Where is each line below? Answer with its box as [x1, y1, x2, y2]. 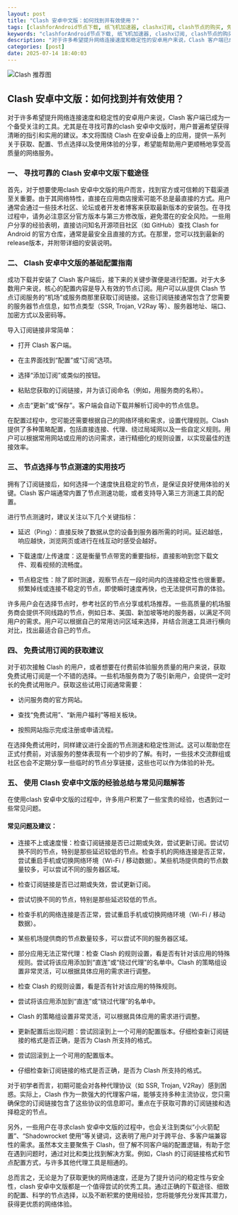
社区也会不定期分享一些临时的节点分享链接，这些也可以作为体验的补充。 [7, 758, 218, 767]
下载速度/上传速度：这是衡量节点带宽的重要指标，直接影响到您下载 [17, 551, 212, 560]
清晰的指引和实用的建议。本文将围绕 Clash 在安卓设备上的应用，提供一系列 [7, 130, 227, 139]
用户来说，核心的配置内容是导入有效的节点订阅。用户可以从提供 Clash [13, 284, 218, 293]
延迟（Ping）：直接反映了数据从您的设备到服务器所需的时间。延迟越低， [17, 527, 227, 536]
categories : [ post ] [7, 43, 65, 50]
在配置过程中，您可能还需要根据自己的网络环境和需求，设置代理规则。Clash [7, 416, 229, 425]
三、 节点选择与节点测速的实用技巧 [7, 462, 125, 472]
